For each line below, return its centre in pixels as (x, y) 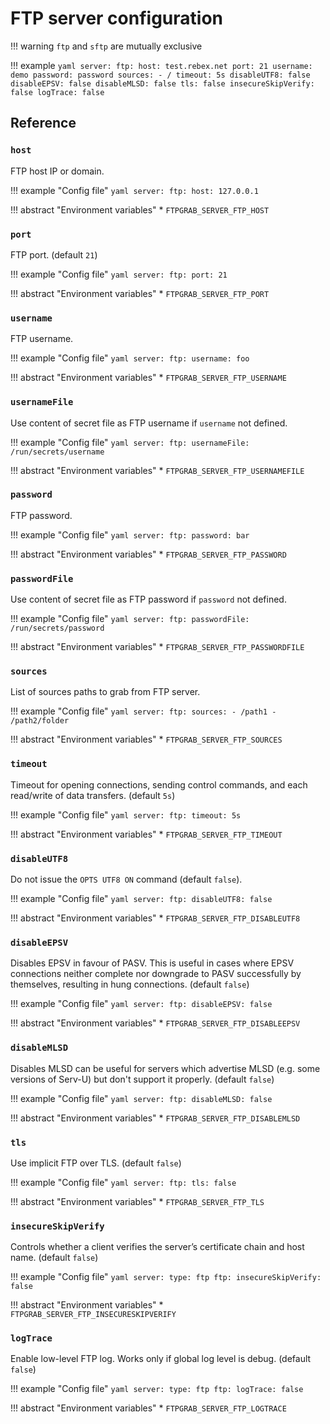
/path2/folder (40, 721)
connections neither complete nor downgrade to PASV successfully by (156, 974)
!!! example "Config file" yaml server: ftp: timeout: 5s (126, 814)
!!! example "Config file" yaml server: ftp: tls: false (123, 1182)
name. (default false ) (54, 1258)
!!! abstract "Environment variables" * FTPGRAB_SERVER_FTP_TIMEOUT (146, 834)
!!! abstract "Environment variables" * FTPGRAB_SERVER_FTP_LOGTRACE (148, 1408)
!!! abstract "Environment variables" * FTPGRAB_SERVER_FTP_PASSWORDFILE (157, 647)
